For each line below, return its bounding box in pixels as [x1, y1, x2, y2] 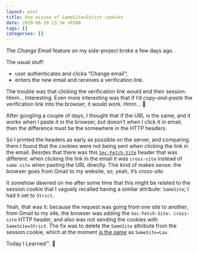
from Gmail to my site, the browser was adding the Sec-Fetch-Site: [6, 210, 171, 217]
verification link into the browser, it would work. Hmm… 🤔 [6, 100, 146, 107]
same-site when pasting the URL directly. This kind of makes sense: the [6, 162, 181, 169]
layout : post [6, 8, 39, 15]
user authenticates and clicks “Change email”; [14, 70, 128, 77]
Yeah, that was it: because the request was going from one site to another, [6, 203, 188, 211]
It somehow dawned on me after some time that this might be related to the [6, 179, 191, 186]
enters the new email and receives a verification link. [14, 77, 144, 84]
